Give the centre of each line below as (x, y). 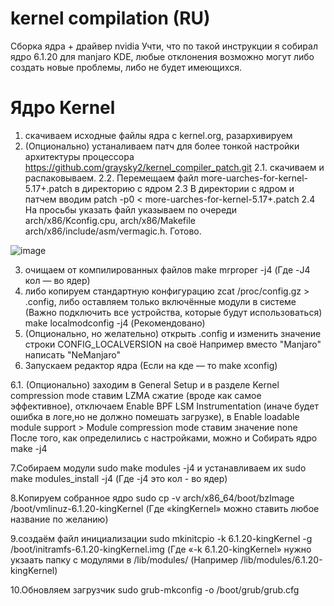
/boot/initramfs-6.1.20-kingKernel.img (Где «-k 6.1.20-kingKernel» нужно (161, 549)
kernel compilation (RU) (110, 18)
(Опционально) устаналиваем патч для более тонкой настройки (162, 146)
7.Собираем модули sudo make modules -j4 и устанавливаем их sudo (158, 468)
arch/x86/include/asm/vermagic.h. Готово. (113, 231)
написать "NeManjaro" (72, 354)
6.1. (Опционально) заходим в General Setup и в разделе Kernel (145, 384)
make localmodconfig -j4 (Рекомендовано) (115, 323)
